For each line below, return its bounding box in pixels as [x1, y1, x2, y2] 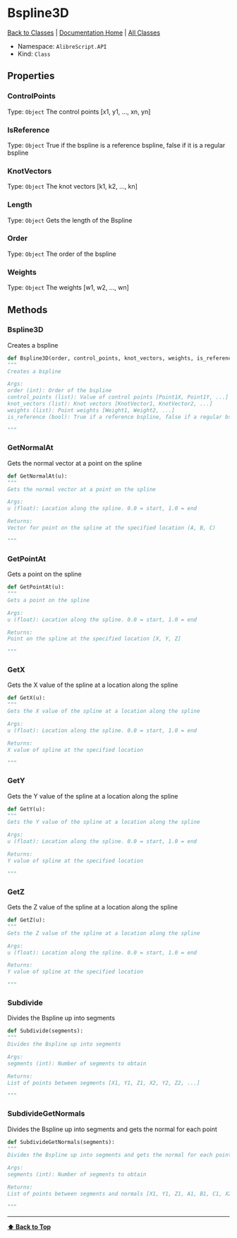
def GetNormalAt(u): [7, 472, 68, 480]
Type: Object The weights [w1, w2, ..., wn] [7, 283, 129, 292]
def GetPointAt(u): [7, 584, 65, 591]
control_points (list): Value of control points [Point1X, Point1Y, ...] [7, 394, 229, 401]
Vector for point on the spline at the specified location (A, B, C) [7, 524, 217, 531]
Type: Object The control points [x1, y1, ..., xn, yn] [7, 107, 151, 116]
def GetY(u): [7, 806, 46, 813]
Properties [7, 70, 55, 82]
